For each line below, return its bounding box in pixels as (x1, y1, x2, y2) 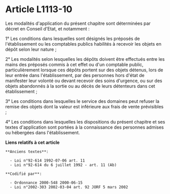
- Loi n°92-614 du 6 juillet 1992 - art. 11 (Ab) (10, 162, 117, 168)
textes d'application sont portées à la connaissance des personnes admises (5, 124, 164, 130)
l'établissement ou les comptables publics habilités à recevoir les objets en (5, 41, 161, 47)
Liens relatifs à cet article (5, 139, 60, 145)
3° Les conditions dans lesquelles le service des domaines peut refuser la (5, 98, 160, 104)
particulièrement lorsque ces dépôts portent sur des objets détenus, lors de (5, 67, 163, 73)
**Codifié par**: (5, 171, 42, 176)
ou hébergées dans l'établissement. (5, 129, 80, 135)
